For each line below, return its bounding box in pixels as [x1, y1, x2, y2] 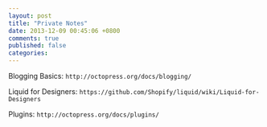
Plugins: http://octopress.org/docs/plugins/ [8, 109, 159, 119]
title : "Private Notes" [8, 19, 88, 27]
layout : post [8, 11, 52, 20]
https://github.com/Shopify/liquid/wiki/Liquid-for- [79, 88, 260, 96]
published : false [8, 42, 67, 50]
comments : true [8, 34, 60, 43]
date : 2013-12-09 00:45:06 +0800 [8, 27, 121, 35]
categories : [8, 49, 48, 57]
